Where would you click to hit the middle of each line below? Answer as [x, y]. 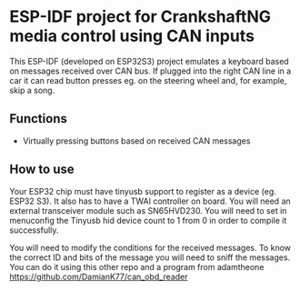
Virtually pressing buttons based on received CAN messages [136, 140]
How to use [42, 170]
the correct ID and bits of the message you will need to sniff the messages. [150, 257]
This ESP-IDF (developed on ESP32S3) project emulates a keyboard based [149, 61]
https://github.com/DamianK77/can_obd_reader [99, 276]
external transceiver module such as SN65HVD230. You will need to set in [148, 210]
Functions [39, 119]
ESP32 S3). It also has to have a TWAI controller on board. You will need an [150, 201]
